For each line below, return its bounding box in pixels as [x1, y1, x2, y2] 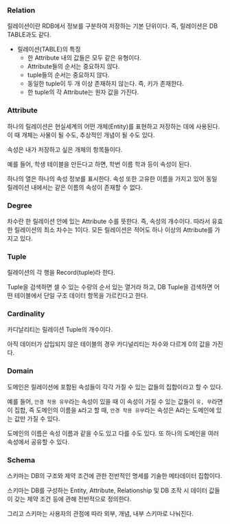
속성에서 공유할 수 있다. [7, 437, 70, 446]
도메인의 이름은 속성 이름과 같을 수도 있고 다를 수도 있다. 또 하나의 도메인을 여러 [7, 429, 220, 437]
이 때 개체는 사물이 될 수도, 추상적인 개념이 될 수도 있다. [7, 130, 155, 139]
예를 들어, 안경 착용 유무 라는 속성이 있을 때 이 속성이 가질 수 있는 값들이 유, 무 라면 [7, 397, 223, 405]
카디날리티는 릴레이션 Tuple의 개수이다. [7, 326, 113, 334]
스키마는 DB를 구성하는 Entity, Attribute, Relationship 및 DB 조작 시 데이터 [7, 486, 208, 494]
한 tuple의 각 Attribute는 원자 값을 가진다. [27, 88, 139, 96]
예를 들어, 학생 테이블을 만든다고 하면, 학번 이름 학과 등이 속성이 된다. [7, 160, 192, 168]
